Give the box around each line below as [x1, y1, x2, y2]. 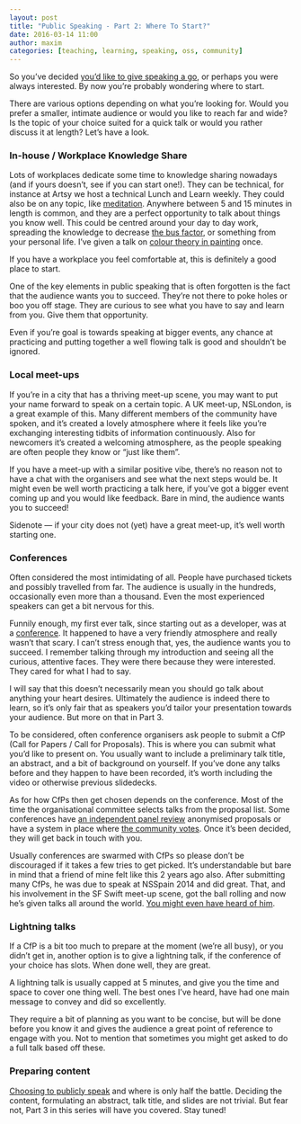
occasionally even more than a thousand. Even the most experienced [9, 591, 265, 602]
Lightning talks [9, 920, 76, 932]
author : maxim [9, 38, 63, 48]
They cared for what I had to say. [9, 666, 132, 677]
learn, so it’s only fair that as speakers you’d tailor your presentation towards [9, 702, 292, 713]
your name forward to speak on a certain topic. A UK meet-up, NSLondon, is [9, 398, 292, 409]
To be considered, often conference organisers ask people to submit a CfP [9, 729, 286, 740]
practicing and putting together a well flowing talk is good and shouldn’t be [9, 336, 287, 347]
